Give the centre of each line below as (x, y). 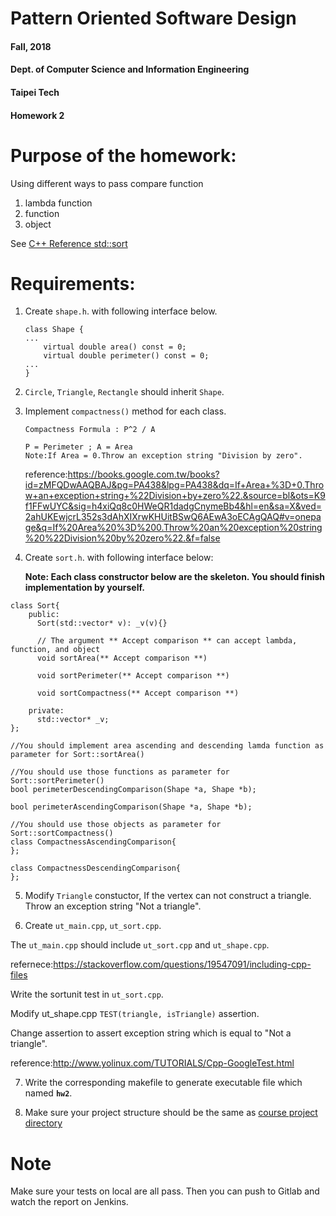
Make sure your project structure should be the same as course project (171, 1113)
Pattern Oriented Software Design (153, 18)
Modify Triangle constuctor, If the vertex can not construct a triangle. (168, 896)
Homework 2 (37, 115)
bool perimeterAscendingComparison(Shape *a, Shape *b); (131, 807)
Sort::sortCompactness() (62, 833)
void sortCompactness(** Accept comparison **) (138, 693)
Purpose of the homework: (123, 155)
